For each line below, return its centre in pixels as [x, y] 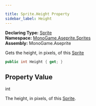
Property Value [29, 77]
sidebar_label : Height [28, 18]
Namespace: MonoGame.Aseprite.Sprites [48, 38]
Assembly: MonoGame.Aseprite [38, 43]
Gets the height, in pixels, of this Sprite [45, 53]
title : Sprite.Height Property [37, 14]
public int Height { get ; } [34, 62]
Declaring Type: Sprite [28, 33]
